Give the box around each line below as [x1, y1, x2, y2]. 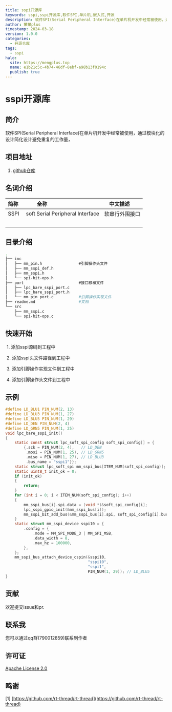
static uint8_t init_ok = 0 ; [14, 469, 77, 474]
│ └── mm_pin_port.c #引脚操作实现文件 [5, 295, 112, 300]
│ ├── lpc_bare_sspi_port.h [5, 290, 70, 295]
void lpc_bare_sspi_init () [5, 431, 63, 436]
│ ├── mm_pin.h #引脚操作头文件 [5, 261, 108, 266]
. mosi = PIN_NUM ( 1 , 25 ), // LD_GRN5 [26, 450, 104, 455]
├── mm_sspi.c [14, 309, 45, 314]
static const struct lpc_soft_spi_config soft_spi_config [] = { [14, 440, 155, 446]
